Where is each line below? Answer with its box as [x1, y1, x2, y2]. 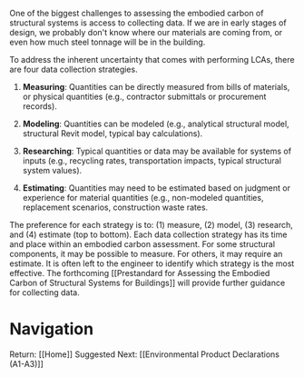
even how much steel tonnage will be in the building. [9, 36, 206, 47]
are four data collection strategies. [9, 64, 138, 74]
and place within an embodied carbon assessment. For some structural [9, 239, 275, 249]
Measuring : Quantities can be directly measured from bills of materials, [22, 82, 290, 92]
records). [22, 101, 57, 112]
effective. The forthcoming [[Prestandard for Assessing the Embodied [9, 268, 270, 278]
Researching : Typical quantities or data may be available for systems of [22, 145, 292, 156]
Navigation [9, 319, 93, 340]
